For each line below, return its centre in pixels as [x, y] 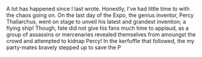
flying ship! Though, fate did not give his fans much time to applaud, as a [98, 28]
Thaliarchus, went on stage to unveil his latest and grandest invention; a [96, 22]
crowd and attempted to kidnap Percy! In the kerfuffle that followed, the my [100, 41]
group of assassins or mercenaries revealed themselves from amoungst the [101, 35]
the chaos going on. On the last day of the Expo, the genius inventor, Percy [100, 15]
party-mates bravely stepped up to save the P [64, 47]
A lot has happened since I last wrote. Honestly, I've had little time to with [98, 9]
